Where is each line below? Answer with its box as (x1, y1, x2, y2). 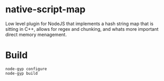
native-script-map (5, 4, 86, 15)
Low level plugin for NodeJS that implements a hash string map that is (5, 21, 154, 27)
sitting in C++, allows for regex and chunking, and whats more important (5, 26, 159, 32)
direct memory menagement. (5, 31, 67, 37)
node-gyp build (5, 71, 38, 76)
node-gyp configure (5, 66, 47, 71)
